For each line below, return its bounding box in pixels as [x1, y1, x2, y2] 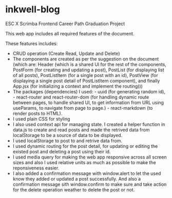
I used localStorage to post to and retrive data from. [12, 137, 122, 144]
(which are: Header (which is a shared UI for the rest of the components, [12, 61, 167, 67]
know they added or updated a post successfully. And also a [12, 175, 141, 182]
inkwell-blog [5, 4, 60, 15]
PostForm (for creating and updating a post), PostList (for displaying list [12, 67, 164, 73]
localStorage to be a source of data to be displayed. [12, 132, 123, 138]
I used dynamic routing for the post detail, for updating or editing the [12, 143, 158, 149]
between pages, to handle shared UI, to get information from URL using [12, 99, 164, 106]
